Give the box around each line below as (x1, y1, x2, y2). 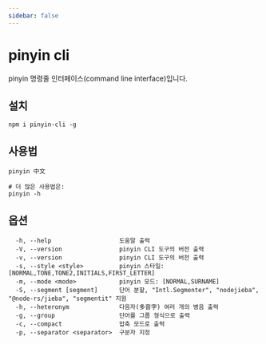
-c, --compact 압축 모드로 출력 (15, 320, 165, 328)
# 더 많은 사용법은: (8, 183, 66, 192)
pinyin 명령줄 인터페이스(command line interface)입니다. (8, 73, 188, 83)
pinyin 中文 (8, 168, 46, 176)
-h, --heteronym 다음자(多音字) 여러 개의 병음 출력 (15, 303, 219, 311)
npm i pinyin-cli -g (8, 121, 77, 129)
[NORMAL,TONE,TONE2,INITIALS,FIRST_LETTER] (8, 269, 156, 277)
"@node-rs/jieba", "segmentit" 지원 (8, 295, 127, 302)
